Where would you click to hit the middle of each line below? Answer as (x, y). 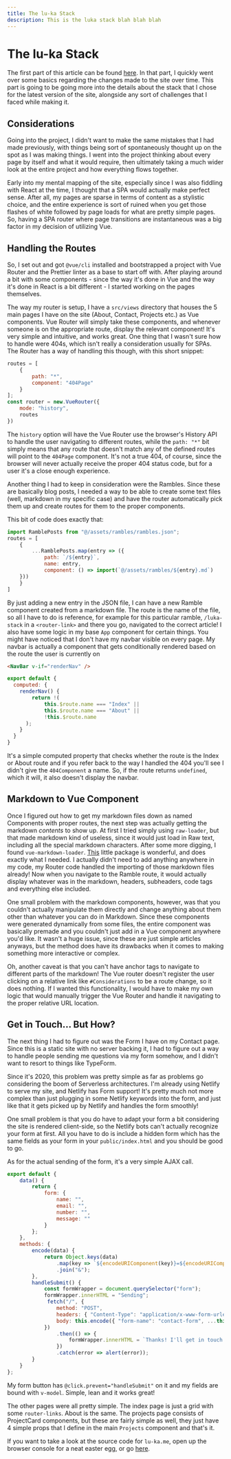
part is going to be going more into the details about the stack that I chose (112, 87)
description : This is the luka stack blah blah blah (84, 20)
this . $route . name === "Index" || (91, 704)
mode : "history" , (44, 409)
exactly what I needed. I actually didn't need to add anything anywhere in (111, 859)
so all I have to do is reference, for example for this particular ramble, (105, 617)
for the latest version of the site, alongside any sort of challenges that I (107, 95)
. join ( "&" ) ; (73, 1270)
